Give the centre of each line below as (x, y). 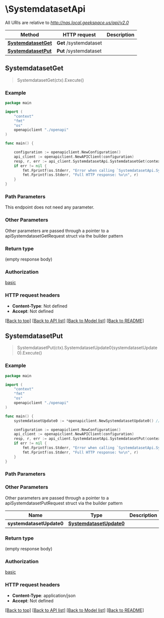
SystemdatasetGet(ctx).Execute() (51, 80)
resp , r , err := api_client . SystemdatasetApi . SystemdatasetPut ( (81, 439)
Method (30, 34)
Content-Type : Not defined (40, 306)
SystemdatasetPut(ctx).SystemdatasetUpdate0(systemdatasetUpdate (87, 348)
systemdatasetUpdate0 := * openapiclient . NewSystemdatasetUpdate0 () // (87, 421)
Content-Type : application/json (44, 595)
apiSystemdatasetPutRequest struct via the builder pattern (64, 503)
